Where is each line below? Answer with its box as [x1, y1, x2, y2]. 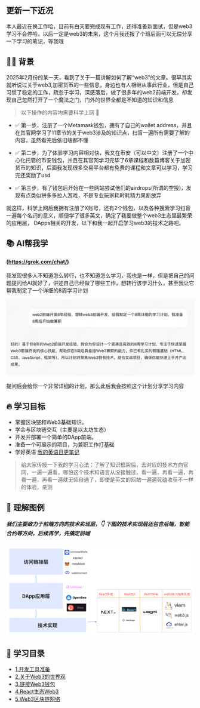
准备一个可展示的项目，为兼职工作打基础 [14, 441, 115, 448]
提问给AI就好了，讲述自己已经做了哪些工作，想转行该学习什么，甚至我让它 [11, 279, 195, 287]
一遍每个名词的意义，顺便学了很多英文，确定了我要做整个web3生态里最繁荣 [6, 211, 193, 219]
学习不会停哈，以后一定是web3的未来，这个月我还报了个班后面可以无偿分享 [6, 30, 193, 37]
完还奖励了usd [14, 171, 51, 178]
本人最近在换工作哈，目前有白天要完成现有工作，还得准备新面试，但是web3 [6, 23, 193, 30]
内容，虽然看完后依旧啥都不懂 [14, 136, 88, 143]
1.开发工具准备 [14, 665, 51, 673]
